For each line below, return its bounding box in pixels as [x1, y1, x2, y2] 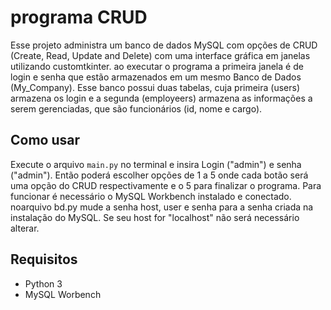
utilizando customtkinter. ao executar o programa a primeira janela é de [10, 60, 304, 72]
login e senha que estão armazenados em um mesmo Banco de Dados [10, 71, 302, 83]
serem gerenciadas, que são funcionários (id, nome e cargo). [10, 102, 263, 115]
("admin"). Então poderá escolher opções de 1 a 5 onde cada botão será [10, 169, 309, 181]
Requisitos [10, 251, 78, 268]
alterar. [10, 222, 40, 234]
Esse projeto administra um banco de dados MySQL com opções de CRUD [10, 39, 318, 51]
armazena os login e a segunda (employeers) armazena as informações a [10, 92, 313, 104]
